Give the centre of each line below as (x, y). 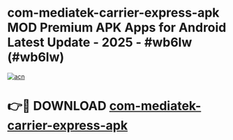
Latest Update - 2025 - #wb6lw (100, 42)
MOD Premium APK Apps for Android (117, 28)
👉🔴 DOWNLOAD (57, 106)
